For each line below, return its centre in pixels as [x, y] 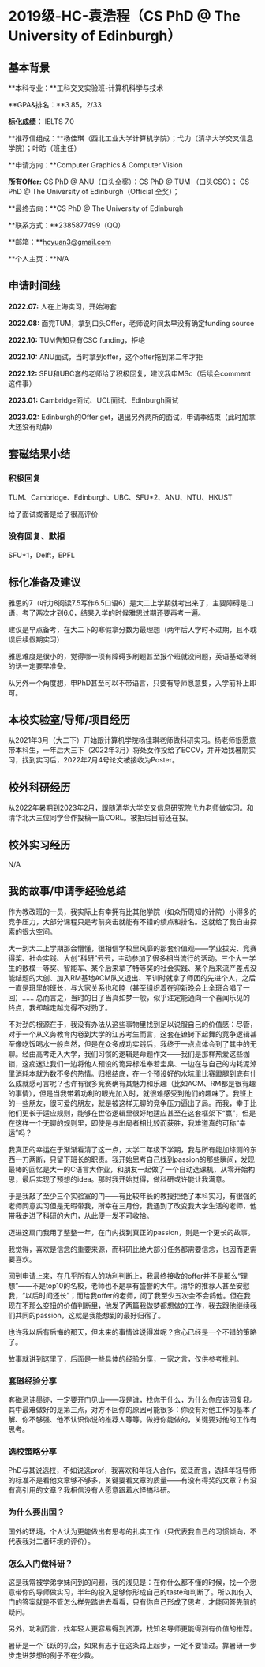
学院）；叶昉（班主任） [45, 148]
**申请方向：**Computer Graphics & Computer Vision [95, 165]
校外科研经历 [39, 787]
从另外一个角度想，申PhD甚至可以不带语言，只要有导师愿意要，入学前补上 [129, 683]
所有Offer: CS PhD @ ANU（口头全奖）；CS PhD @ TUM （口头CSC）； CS [129, 182]
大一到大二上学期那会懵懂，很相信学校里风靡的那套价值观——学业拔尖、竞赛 [132, 948]
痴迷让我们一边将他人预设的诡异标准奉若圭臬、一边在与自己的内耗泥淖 [143, 1063]
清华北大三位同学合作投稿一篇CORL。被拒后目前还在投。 [101, 818]
